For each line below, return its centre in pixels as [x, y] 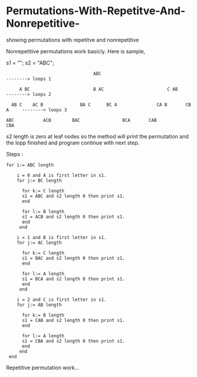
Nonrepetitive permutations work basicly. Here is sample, [76, 51]
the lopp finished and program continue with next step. [73, 143]
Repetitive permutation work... [43, 368]
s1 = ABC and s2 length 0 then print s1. [73, 196]
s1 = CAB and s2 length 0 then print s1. [73, 320]
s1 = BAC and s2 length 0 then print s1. [73, 258]
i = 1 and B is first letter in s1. [62, 237]
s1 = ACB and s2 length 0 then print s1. [73, 217]
